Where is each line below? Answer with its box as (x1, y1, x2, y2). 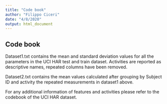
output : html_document (5, 21, 53, 27)
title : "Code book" (5, 7, 46, 13)
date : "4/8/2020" (5, 17, 42, 22)
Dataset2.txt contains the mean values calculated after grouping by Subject (5, 74, 162, 80)
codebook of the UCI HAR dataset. (5, 94, 77, 100)
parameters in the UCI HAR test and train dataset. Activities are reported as (5, 59, 161, 65)
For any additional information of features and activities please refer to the (5, 89, 160, 95)
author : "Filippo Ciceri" (5, 12, 60, 17)
